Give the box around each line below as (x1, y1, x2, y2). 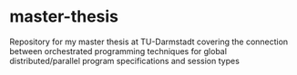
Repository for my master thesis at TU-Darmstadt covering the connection (9, 36, 289, 47)
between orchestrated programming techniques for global (9, 45, 228, 56)
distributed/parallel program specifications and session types (9, 55, 240, 66)
